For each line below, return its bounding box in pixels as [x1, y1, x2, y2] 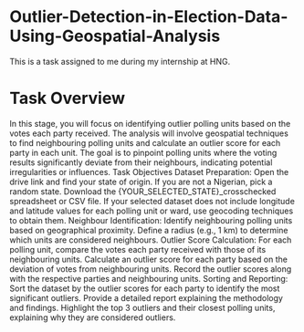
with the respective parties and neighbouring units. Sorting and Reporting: [9, 273, 288, 284]
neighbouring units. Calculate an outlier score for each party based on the [9, 254, 288, 265]
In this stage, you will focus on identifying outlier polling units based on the [9, 118, 291, 129]
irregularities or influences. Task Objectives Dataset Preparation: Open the [9, 166, 289, 177]
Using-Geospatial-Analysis [9, 26, 221, 47]
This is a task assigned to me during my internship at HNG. [9, 56, 231, 67]
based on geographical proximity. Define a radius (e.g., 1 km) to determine [9, 224, 288, 235]
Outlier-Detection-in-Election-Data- [9, 6, 288, 27]
